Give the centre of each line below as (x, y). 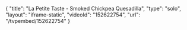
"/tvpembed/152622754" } (38, 21)
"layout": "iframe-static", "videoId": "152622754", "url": (73, 15)
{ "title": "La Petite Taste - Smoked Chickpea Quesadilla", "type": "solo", (93, 9)
